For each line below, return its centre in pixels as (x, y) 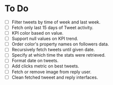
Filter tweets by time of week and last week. (56, 22)
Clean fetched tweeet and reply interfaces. (55, 77)
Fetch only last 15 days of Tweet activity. (52, 28)
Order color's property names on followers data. (60, 44)
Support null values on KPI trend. (45, 39)
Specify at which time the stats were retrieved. (58, 55)
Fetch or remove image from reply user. (51, 72)
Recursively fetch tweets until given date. (53, 50)
